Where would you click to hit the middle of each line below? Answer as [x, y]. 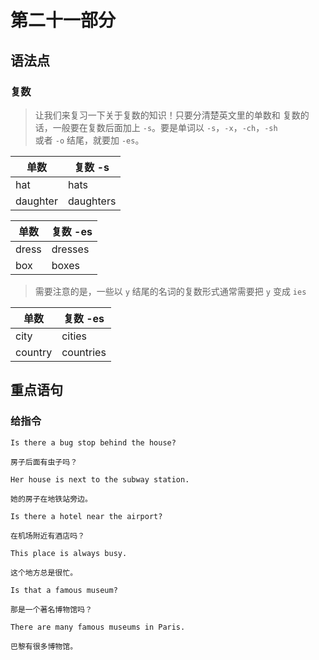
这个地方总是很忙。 [44, 572]
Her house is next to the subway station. [100, 479]
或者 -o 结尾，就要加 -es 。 [89, 140]
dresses [70, 249]
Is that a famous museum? [64, 590]
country [34, 352]
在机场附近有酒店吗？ [47, 536]
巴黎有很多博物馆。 [44, 646]
